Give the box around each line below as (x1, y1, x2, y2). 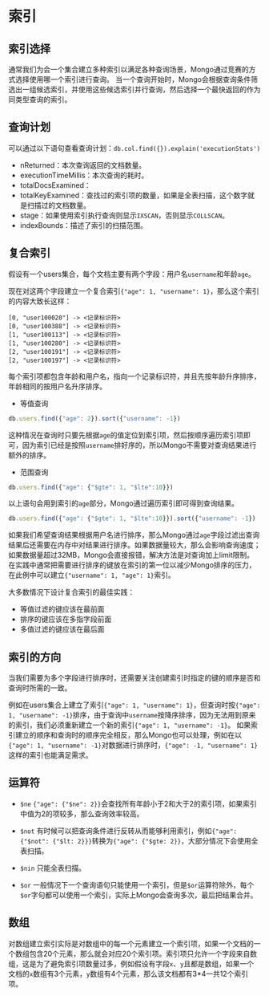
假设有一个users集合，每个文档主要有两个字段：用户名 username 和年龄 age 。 (8, 269, 256, 278)
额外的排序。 (8, 450, 50, 460)
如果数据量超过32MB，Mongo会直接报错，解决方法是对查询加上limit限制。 (8, 551, 255, 560)
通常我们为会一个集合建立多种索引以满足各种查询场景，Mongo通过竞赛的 (8, 65, 250, 74)
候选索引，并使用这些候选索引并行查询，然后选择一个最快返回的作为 (35, 85, 261, 94)
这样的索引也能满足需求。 (8, 750, 93, 760)
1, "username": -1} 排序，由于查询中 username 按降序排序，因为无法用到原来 (8, 710, 256, 720)
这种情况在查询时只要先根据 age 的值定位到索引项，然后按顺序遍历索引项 (8, 430, 244, 440)
